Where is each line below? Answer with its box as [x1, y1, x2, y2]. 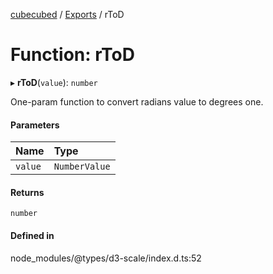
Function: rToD [10, 44, 135, 66]
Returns [10, 186, 45, 198]
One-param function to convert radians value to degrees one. [10, 95, 264, 108]
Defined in [10, 229, 55, 241]
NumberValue [53, 161, 111, 173]
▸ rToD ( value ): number [10, 76, 98, 88]
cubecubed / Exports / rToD [10, 9, 125, 20]
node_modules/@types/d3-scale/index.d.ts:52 [10, 252, 202, 264]
